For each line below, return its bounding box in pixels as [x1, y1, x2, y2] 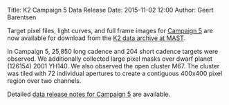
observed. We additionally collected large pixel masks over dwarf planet [7, 55, 213, 63]
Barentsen [7, 13, 37, 21]
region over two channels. [7, 77, 82, 85]
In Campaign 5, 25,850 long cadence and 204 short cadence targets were [7, 48, 219, 55]
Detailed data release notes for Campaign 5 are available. [7, 90, 171, 98]
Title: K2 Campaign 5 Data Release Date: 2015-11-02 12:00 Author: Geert [7, 6, 214, 14]
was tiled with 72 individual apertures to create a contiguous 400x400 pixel [7, 69, 223, 77]
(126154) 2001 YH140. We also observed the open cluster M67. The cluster [7, 62, 220, 70]
